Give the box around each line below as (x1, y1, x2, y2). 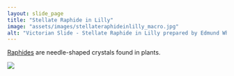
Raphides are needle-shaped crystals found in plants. (7, 48, 161, 57)
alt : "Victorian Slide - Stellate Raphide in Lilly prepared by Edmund (7, 29, 219, 37)
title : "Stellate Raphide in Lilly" (7, 17, 114, 23)
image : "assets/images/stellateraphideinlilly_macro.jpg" (7, 23, 179, 30)
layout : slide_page (7, 10, 64, 17)
